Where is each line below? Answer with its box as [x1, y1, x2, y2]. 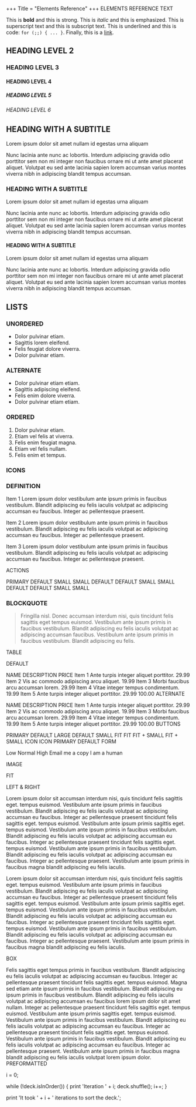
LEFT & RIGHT [6, 784, 41, 791]
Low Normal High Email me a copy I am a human [6, 749, 123, 757]
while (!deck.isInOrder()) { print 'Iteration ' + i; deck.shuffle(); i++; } [6, 1083, 167, 1090]
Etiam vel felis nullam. [14, 445, 67, 452]
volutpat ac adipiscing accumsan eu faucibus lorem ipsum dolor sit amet [6, 998, 181, 1005]
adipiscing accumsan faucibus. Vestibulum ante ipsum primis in [20, 631, 174, 638]
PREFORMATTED [6, 1060, 48, 1067]
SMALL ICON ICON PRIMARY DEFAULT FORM [6, 738, 117, 745]
